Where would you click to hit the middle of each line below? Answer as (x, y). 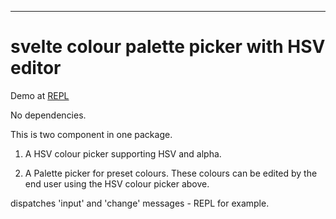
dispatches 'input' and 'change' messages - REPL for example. (140, 203)
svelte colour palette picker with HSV (168, 47)
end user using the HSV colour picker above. (117, 183)
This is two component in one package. (91, 134)
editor (36, 68)
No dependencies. (48, 115)
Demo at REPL (40, 95)
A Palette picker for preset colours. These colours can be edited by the (171, 173)
